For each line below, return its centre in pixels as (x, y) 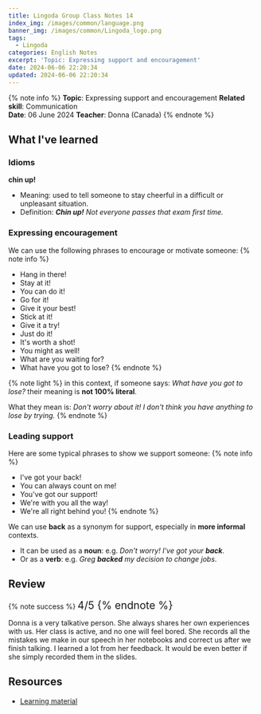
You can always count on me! (68, 485)
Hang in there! (43, 274)
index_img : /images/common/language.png (76, 23)
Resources (35, 682)
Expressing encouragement (63, 233)
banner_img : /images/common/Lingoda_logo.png (85, 30)
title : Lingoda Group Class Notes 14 (71, 16)
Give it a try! (39, 325)
